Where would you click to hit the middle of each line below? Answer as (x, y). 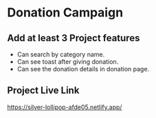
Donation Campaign (65, 13)
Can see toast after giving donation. (68, 62)
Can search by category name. (61, 54)
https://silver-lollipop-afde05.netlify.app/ (65, 107)
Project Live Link (43, 91)
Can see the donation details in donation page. (83, 69)
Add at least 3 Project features (74, 38)
